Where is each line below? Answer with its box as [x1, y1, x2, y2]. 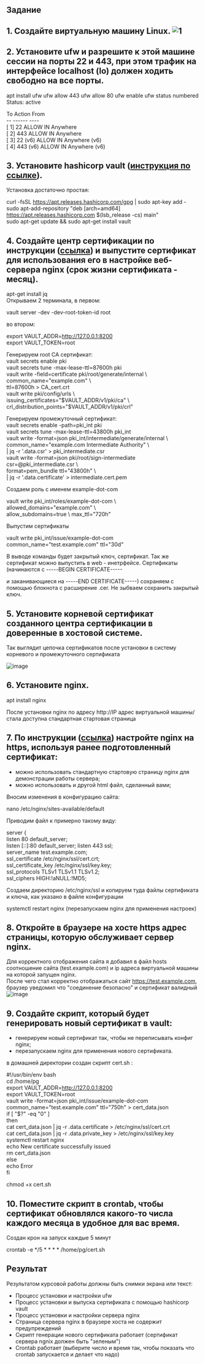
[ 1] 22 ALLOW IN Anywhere [6, 123, 77, 131]
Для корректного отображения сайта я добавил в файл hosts [6, 958, 167, 966]
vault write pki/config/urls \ [6, 390, 75, 398]
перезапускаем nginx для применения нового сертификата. [15, 1047, 173, 1055]
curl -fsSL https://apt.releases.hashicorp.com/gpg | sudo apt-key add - [6, 198, 187, 206]
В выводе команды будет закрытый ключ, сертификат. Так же [6, 552, 169, 560]
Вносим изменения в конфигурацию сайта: [6, 793, 120, 800]
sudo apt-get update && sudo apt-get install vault [6, 218, 131, 225]
